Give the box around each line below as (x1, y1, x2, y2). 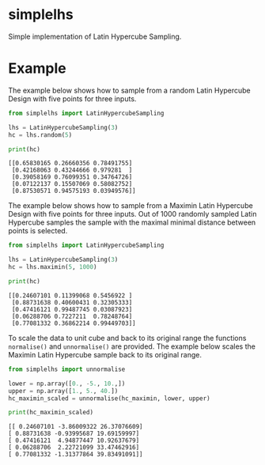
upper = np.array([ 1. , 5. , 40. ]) (8, 387, 119, 395)
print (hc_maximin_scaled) (8, 409, 93, 417)
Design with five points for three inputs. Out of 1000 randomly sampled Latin (8, 210, 257, 219)
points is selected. (8, 226, 68, 236)
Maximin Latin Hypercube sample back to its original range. (8, 350, 202, 359)
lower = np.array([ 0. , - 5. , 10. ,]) (8, 380, 126, 387)
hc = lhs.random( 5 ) (8, 130, 73, 139)
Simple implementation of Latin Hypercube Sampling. (8, 32, 182, 41)
